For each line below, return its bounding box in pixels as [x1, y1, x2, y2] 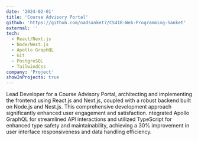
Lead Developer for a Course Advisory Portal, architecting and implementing [6, 91, 193, 98]
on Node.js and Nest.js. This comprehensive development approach [6, 103, 172, 110]
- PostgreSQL [11, 58, 44, 64]
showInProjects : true [6, 74, 60, 80]
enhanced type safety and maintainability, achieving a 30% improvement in [6, 122, 190, 129]
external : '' [6, 25, 38, 31]
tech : [6, 31, 20, 37]
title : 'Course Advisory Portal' [6, 14, 89, 20]
